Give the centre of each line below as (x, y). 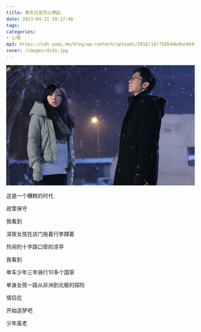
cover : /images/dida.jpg (37, 51)
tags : (13, 25)
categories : (21, 32)
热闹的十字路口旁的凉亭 (35, 246)
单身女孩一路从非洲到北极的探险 (45, 285)
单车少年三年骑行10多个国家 (40, 272)
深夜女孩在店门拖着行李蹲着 (40, 234)
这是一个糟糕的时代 (30, 195)
